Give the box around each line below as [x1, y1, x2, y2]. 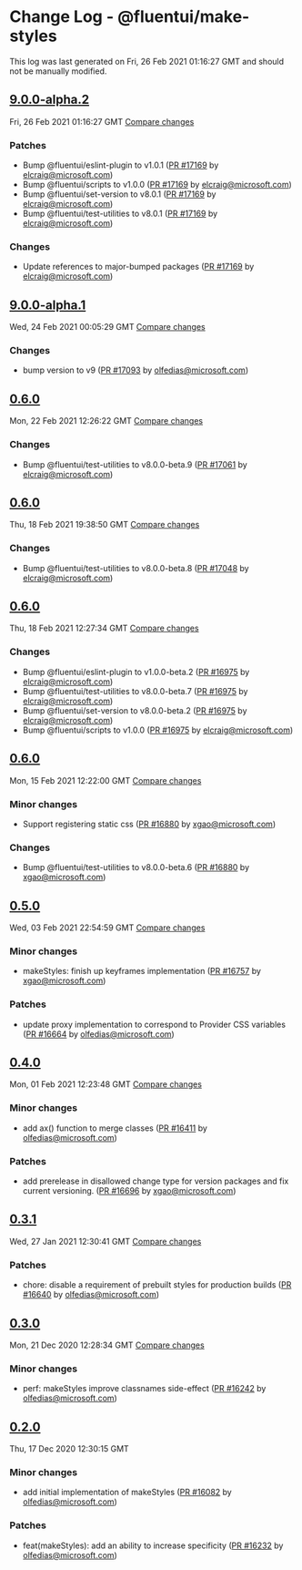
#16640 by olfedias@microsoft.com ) [22, 1289, 160, 1300]
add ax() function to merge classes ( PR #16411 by [22, 1123, 207, 1134]
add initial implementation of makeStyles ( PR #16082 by [22, 1487, 232, 1498]
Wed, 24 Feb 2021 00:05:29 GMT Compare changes [9, 322, 206, 333]
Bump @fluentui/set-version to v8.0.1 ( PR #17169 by [22, 189, 216, 200]
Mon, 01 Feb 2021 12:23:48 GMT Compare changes [9, 1079, 203, 1090]
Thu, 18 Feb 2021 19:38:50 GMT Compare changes [9, 519, 200, 530]
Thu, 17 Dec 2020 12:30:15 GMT [9, 1443, 129, 1454]
